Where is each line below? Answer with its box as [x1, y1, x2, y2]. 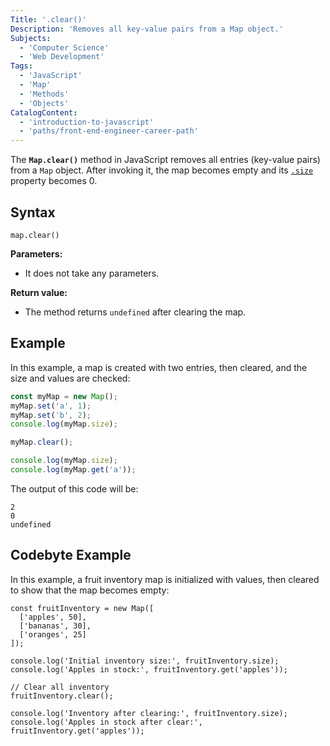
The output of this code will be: [10, 482, 139, 495]
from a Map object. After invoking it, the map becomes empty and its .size [10, 164, 314, 176]
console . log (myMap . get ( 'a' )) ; [10, 465, 137, 475]
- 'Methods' [19, 89, 70, 99]
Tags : [10, 61, 33, 71]
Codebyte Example [10, 547, 132, 564]
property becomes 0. [10, 175, 98, 187]
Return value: [10, 286, 68, 298]
